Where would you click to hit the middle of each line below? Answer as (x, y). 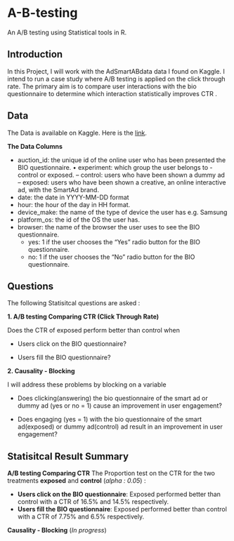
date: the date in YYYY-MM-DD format (73, 197)
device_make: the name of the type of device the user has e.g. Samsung (122, 212)
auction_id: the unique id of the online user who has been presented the (122, 160)
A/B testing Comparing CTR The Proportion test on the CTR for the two (111, 473)
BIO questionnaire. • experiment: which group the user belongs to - (115, 167)
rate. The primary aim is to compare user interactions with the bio (102, 86)
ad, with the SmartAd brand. (58, 189)
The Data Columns (35, 146)
